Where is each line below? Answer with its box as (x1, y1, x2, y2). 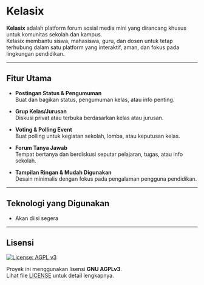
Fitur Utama (6, 73, 52, 84)
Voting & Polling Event (15, 126, 73, 133)
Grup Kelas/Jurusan (15, 107, 67, 115)
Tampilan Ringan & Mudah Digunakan (15, 169, 112, 176)
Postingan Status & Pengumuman (15, 89, 102, 96)
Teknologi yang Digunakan (6, 198, 110, 209)
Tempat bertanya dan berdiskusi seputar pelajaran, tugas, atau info (15, 150, 183, 158)
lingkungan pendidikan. (6, 50, 65, 57)
